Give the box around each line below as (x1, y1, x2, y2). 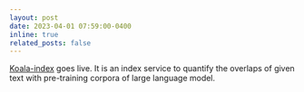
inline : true (9, 30, 59, 39)
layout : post (9, 13, 59, 23)
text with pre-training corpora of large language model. (9, 73, 216, 84)
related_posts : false (9, 38, 92, 48)
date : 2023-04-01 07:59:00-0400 (9, 22, 132, 31)
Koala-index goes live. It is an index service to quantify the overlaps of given (9, 63, 295, 74)
